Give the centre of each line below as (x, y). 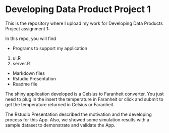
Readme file (25, 84)
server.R (21, 63)
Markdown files (29, 73)
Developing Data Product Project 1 (78, 9)
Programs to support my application (50, 48)
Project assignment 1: (27, 28)
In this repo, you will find (31, 38)
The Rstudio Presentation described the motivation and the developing (79, 114)
